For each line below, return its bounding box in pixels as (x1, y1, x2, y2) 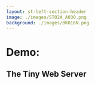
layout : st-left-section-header (6, 8, 87, 15)
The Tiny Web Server (6, 69, 87, 79)
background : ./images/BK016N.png (6, 20, 90, 26)
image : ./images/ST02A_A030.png (6, 14, 87, 20)
